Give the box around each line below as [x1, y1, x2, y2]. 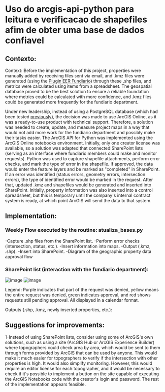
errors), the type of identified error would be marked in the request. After [5, 177, 153, 182]
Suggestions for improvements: [5, 321, 105, 329]
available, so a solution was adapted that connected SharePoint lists [5, 145, 143, 151]
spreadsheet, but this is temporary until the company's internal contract [5, 192, 151, 198]
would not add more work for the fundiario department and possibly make [5, 130, 155, 135]
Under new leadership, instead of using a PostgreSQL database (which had [5, 108, 158, 114]
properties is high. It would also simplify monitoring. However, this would [5, 360, 153, 366]
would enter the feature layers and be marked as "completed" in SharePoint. [5, 166, 160, 172]
